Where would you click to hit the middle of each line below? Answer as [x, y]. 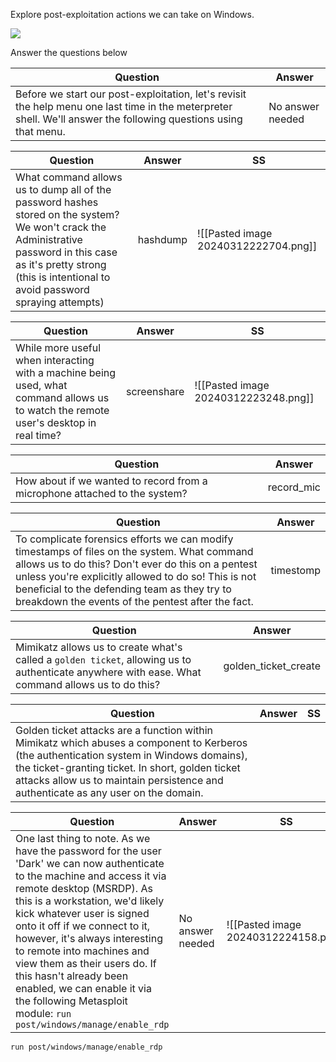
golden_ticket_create [272, 666]
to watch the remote [62, 410]
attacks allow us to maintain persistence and [119, 780]
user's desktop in [56, 422]
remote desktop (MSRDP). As [84, 888]
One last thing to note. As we [83, 838]
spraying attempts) [60, 302]
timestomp [295, 570]
